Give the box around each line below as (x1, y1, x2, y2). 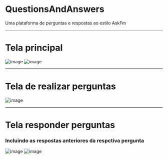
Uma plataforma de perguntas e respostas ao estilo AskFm (5, 20, 126, 26)
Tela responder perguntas (5, 120, 115, 131)
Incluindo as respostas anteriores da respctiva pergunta (5, 137, 144, 144)
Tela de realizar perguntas (5, 81, 116, 92)
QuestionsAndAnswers (5, 3, 104, 15)
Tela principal (5, 42, 63, 53)
